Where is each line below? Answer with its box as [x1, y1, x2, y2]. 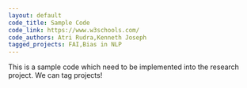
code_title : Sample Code [8, 19, 90, 27]
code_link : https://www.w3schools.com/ [8, 26, 140, 34]
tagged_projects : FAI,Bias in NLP [8, 41, 123, 49]
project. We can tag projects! [8, 71, 103, 80]
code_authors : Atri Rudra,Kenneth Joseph [8, 33, 147, 42]
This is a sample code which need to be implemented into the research [8, 62, 240, 71]
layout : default [8, 11, 62, 20]
